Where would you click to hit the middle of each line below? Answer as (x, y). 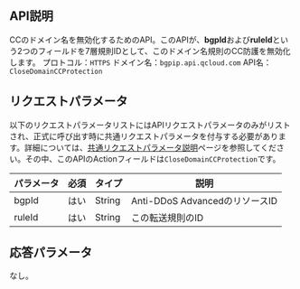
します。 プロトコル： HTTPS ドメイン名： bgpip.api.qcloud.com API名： (141, 62)
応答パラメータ (51, 252)
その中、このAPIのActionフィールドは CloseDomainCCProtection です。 (153, 158)
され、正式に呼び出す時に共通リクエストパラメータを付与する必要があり (144, 136)
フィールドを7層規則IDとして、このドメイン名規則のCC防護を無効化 (164, 51)
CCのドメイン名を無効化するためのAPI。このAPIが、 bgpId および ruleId (141, 40)
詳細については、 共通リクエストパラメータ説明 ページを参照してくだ (150, 147)
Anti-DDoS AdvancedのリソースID (204, 200)
